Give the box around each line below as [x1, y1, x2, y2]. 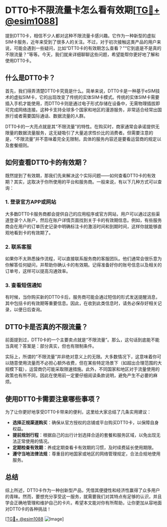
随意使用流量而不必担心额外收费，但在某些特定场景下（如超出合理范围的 [9, 360, 158, 366]
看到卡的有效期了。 [13, 229, 53, 235]
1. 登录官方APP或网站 [5, 198, 56, 205]
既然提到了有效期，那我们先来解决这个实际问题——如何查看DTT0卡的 [5, 172, 148, 178]
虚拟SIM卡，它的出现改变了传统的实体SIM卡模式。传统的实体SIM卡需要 [13, 94, 160, 100]
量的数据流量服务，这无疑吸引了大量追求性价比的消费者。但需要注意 [9, 129, 149, 135]
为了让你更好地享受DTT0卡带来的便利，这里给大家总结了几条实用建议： [5, 409, 152, 415]
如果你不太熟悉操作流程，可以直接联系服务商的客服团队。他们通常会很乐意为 [5, 256, 162, 262]
